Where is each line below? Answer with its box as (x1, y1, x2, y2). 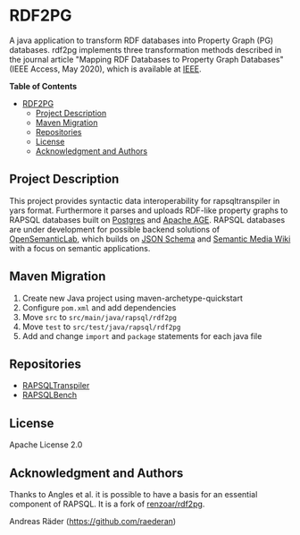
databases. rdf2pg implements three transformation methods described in (9, 44, 282, 55)
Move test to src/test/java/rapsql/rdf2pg (21, 321, 181, 332)
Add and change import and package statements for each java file (21, 330, 262, 341)
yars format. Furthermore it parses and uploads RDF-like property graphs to (9, 205, 288, 216)
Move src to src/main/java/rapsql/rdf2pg (21, 311, 177, 322)
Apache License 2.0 (9, 439, 83, 450)
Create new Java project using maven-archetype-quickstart (21, 293, 244, 303)
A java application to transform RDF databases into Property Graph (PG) (9, 35, 274, 46)
